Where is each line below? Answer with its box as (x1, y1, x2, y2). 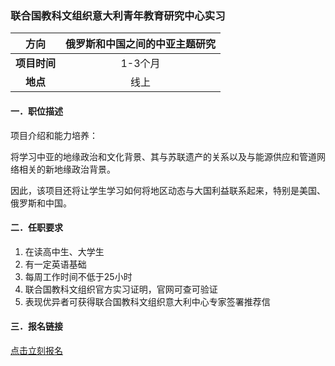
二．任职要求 (10, 222, 63, 234)
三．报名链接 (10, 320, 63, 332)
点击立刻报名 (10, 344, 63, 356)
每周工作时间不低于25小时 (24, 270, 133, 282)
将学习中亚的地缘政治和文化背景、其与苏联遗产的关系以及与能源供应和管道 (10, 150, 317, 162)
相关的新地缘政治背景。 (18, 163, 116, 175)
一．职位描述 (10, 105, 63, 117)
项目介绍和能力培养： (10, 129, 98, 141)
